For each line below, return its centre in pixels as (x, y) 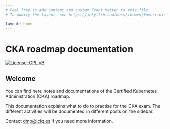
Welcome (20, 79)
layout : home (19, 24)
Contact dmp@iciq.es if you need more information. (59, 121)
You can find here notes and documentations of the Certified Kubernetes (81, 91)
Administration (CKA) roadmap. (38, 96)
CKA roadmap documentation (69, 49)
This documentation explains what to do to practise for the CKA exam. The (83, 106)
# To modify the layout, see (36, 15)
